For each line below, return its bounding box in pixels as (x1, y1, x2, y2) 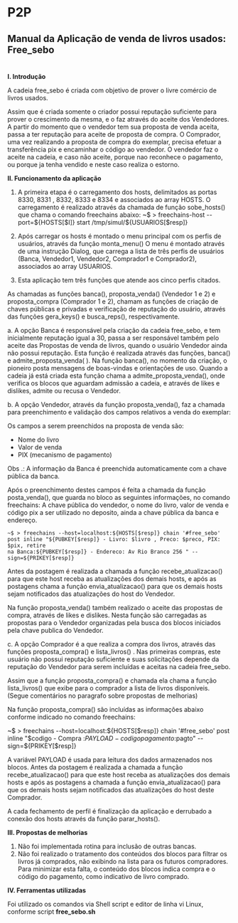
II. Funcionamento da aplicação (7, 174, 102, 182)
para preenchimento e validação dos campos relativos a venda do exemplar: (7, 407, 231, 416)
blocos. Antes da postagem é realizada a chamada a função (7, 762, 183, 772)
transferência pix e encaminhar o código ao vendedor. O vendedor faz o (7, 145, 219, 154)
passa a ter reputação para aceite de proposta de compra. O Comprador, (7, 129, 222, 139)
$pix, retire (7, 542, 46, 549)
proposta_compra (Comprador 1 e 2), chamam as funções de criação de (7, 297, 219, 306)
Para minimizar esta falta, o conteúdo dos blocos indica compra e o (17, 865, 215, 873)
